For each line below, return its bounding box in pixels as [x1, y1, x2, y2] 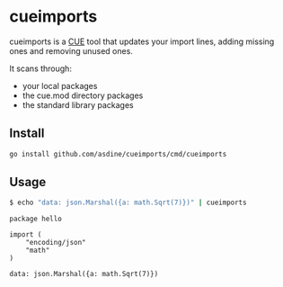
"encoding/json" [25, 238, 87, 247]
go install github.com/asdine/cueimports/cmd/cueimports [9, 149, 227, 158]
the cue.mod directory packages [22, 90, 144, 101]
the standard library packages [22, 99, 134, 110]
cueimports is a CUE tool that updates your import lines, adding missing [9, 36, 275, 47]
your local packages [22, 80, 98, 91]
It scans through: [9, 63, 72, 74]
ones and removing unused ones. [9, 45, 133, 56]
